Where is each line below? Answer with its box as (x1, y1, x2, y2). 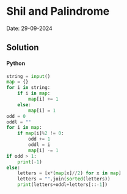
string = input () (6, 73, 51, 79)
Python (6, 60, 26, 67)
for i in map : (6, 125, 43, 131)
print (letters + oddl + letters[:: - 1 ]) (17, 182, 108, 188)
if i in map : (17, 90, 51, 96)
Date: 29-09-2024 (6, 25, 53, 32)
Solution (6, 42, 39, 53)
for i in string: (6, 85, 51, 91)
